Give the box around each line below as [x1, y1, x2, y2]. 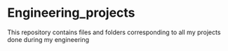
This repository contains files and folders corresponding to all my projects [7, 28, 221, 36]
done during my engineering [7, 35, 90, 43]
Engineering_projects [7, 5, 135, 21]
